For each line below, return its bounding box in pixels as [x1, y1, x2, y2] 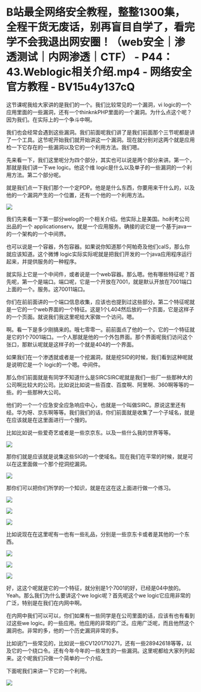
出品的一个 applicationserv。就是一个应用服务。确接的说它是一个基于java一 [6, 222, 192, 230]
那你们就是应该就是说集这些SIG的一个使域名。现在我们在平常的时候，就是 [6, 452, 188, 460]
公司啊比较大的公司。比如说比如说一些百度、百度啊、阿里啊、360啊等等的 [6, 381, 190, 388]
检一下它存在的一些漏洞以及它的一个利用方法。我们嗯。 [6, 143, 142, 151]
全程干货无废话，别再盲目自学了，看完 [6, 20, 196, 34]
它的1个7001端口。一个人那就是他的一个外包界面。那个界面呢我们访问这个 [11, 333, 193, 341]
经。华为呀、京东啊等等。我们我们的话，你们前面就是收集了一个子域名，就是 [6, 409, 195, 416]
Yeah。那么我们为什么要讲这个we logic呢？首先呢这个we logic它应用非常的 [6, 592, 191, 599]
